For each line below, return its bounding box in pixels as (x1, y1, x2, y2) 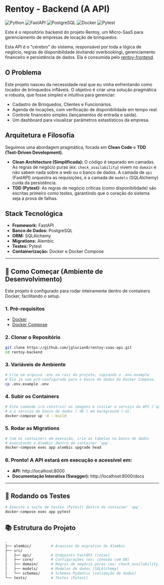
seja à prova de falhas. (12, 195, 58, 201)
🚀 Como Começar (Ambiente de (5, 267, 103, 275)
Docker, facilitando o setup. (5, 293, 61, 299)
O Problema (5, 69, 41, 77)
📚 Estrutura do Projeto (5, 523, 76, 532)
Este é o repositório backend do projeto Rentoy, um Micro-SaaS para (5, 29, 143, 35)
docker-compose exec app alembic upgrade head (5, 445, 102, 450)
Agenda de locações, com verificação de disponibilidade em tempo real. (12, 106, 158, 112)
